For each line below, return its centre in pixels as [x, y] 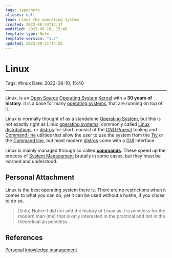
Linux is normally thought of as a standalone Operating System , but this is [83, 118]
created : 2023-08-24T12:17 [34, 24]
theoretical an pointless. [43, 222]
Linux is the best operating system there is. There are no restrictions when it [86, 190]
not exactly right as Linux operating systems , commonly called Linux [78, 124]
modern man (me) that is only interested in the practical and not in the [91, 216]
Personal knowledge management [41, 250]
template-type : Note [27, 34]
